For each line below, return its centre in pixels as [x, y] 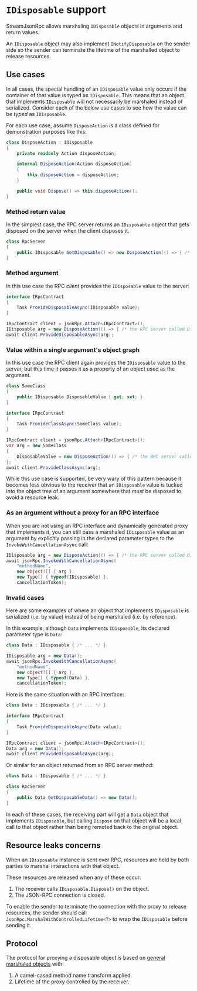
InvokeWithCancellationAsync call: [47, 544]
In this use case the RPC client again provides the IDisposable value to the [96, 363]
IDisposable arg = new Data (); [44, 656]
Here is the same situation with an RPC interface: [65, 695]
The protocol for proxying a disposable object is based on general [86, 958]
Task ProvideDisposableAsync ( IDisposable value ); [79, 308]
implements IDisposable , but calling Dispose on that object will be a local [94, 820]
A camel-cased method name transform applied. [73, 976]
